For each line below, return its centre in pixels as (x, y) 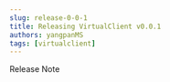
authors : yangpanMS (47, 35)
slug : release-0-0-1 (49, 18)
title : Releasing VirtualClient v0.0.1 (85, 26)
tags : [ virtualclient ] (53, 43)
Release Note (35, 69)
